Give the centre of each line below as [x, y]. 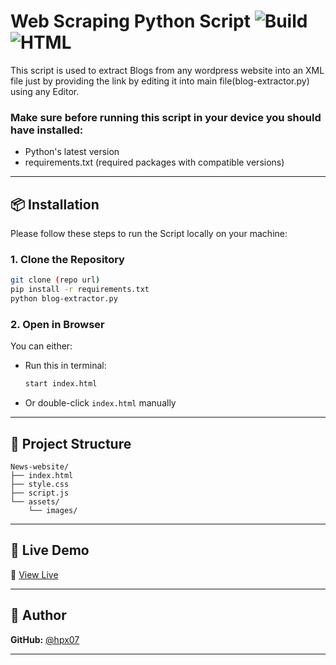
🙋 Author [38, 615]
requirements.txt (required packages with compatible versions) [154, 162]
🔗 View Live [34, 574]
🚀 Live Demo [50, 550]
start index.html [61, 384]
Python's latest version [72, 152]
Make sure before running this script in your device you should [166, 117]
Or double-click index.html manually [100, 403]
